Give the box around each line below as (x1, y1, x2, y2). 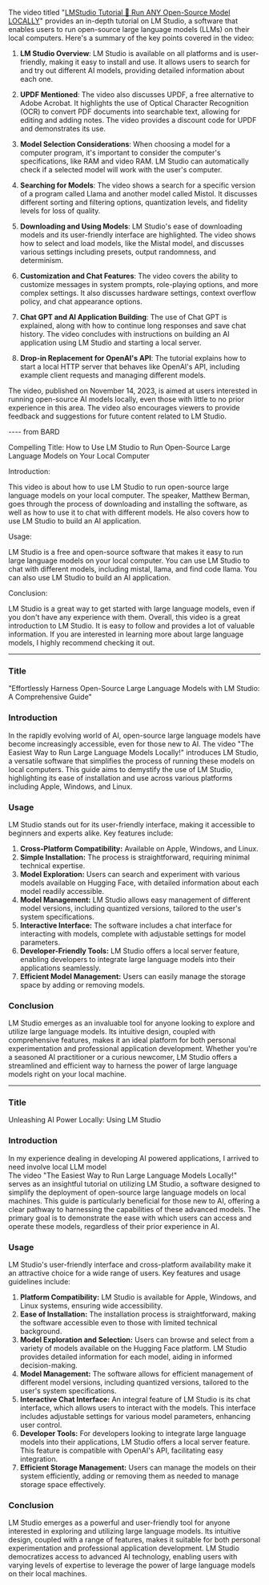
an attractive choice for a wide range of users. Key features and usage (8, 1268, 241, 1278)
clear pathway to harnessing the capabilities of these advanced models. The (8, 1204, 261, 1214)
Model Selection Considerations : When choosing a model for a (19, 139, 231, 148)
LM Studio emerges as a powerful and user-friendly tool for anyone (8, 1518, 231, 1527)
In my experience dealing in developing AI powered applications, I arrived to (8, 1153, 259, 1162)
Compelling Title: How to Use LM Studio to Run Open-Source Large (8, 443, 231, 452)
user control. (19, 1420, 62, 1430)
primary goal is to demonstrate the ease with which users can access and (8, 1213, 252, 1223)
